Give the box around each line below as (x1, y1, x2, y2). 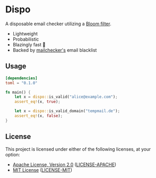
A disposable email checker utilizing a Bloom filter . (5, 21, 112, 27)
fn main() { (5, 90, 31, 95)
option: (5, 151, 20, 157)
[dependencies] (5, 76, 38, 81)
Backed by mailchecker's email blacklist (12, 47, 97, 53)
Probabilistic (12, 36, 39, 42)
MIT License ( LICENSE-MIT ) (12, 167, 73, 173)
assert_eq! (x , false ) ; (14, 113, 63, 118)
